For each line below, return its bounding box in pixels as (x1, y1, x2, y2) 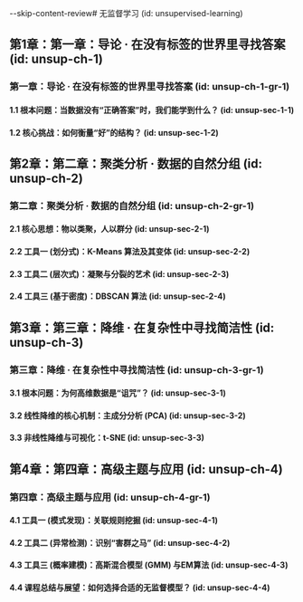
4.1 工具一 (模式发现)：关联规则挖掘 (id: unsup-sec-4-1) (9, 515, 219, 526)
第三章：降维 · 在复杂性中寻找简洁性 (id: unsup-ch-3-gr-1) (9, 363, 264, 376)
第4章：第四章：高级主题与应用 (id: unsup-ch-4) (9, 461, 283, 477)
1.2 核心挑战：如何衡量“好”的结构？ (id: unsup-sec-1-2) (9, 127, 219, 138)
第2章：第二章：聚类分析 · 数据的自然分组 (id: (9, 156, 263, 171)
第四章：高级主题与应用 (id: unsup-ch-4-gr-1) (9, 491, 211, 503)
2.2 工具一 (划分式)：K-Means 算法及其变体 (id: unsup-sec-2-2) (9, 246, 251, 256)
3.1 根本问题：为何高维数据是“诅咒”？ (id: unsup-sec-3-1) (9, 387, 226, 398)
